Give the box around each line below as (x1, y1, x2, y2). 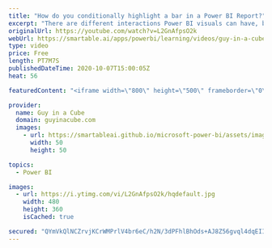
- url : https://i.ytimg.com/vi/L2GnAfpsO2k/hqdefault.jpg (15, 191, 216, 199)
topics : (8, 161, 35, 169)
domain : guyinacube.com (15, 116, 96, 124)
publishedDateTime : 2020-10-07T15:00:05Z (8, 65, 151, 73)
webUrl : (8, 34, 35, 43)
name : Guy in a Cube (15, 108, 85, 117)
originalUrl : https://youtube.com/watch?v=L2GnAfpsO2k (8, 27, 198, 35)
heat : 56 (8, 72, 38, 80)
